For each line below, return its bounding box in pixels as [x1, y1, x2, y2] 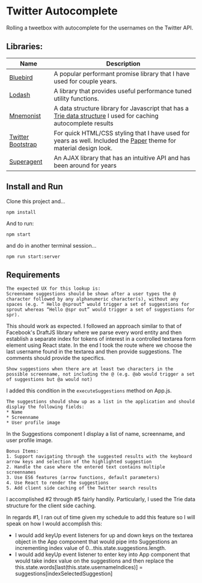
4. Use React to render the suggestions [6, 480, 109, 486]
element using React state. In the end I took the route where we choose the [6, 341, 192, 349]
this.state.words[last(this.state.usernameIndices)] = [14, 564, 143, 571]
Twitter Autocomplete [6, 4, 118, 18]
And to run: [6, 219, 34, 227]
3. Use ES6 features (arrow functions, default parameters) [6, 475, 161, 481]
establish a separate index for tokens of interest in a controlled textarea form [6, 335, 196, 343]
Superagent [9, 157, 43, 166]
